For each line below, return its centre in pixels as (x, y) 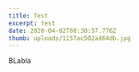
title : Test (28, 16)
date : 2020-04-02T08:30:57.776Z (62, 30)
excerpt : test (32, 23)
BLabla (20, 61)
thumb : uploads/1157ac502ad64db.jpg (69, 38)
